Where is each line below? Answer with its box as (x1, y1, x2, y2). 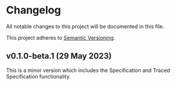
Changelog (6, 4, 61, 17)
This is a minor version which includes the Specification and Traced (6, 67, 171, 74)
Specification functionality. (6, 73, 71, 80)
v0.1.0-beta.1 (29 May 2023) (6, 51, 112, 61)
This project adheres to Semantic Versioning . (6, 34, 115, 41)
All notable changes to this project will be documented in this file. (6, 23, 165, 30)
